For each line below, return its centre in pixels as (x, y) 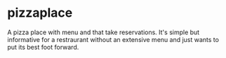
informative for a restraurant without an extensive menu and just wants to (113, 39)
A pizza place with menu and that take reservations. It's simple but (104, 32)
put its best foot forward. (43, 47)
